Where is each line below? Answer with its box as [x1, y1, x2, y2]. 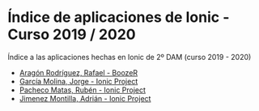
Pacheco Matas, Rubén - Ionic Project [19, 85, 146, 95]
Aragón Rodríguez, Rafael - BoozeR [19, 67, 138, 77]
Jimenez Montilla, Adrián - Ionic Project [19, 93, 151, 103]
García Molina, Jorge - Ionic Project [19, 76, 138, 86]
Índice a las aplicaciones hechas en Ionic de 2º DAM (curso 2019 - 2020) [7, 52, 252, 62]
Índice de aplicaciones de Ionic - [7, 8, 230, 27]
